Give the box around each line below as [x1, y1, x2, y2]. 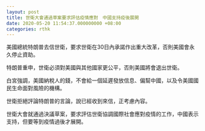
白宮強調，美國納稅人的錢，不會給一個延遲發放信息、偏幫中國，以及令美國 [6, 77, 193, 84]
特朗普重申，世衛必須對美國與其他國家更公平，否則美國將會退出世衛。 [6, 64, 183, 71]
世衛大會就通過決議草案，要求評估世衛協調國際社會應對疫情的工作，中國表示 [6, 110, 199, 118]
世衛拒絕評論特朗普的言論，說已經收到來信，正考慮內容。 [6, 97, 151, 105]
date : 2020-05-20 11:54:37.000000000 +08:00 [6, 20, 121, 26]
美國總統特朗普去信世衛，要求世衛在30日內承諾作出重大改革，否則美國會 [6, 43, 190, 51]
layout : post [6, 9, 40, 15]
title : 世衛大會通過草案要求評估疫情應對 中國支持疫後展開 [6, 15, 139, 21]
